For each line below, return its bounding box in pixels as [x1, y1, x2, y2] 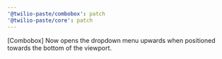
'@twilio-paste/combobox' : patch [7, 10, 106, 18]
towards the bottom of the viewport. [7, 44, 112, 52]
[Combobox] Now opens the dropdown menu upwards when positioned [7, 36, 216, 44]
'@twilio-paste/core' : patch [7, 17, 93, 24]
